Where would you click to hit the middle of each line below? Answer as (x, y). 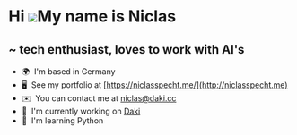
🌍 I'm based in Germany (68, 72)
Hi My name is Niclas (92, 17)
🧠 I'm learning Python (62, 121)
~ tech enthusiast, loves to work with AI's (127, 50)
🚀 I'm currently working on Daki (81, 111)
